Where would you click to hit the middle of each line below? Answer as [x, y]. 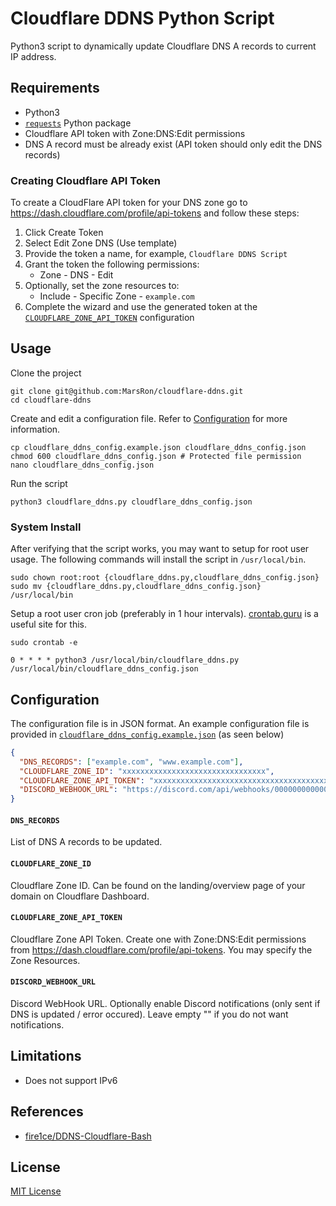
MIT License [36, 1191]
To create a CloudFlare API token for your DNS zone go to [129, 203]
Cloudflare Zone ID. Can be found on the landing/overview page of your [158, 885]
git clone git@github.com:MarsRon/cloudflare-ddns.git [127, 391]
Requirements [55, 88]
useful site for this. [48, 624]
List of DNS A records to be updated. [86, 842]
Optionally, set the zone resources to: [102, 286]
